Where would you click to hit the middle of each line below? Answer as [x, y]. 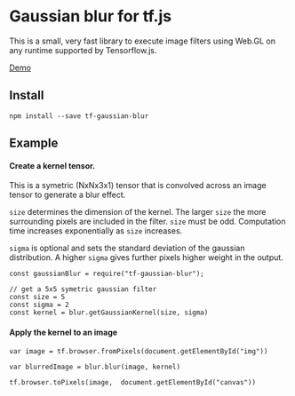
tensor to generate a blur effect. [68, 195]
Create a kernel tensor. [52, 165]
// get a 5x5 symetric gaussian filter [83, 289]
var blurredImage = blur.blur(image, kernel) [95, 367]
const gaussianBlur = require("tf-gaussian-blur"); [107, 274]
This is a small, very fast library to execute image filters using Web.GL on [142, 41]
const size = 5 [37, 297]
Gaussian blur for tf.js [90, 16]
